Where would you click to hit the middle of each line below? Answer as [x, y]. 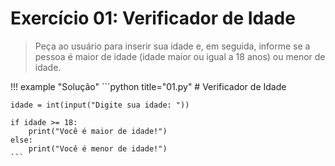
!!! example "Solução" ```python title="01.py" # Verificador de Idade [148, 86]
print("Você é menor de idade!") [98, 148]
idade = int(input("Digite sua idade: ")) [100, 105]
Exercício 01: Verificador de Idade [153, 18]
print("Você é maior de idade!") [98, 131]
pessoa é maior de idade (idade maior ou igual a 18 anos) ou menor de [180, 56]
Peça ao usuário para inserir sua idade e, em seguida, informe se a [172, 46]
